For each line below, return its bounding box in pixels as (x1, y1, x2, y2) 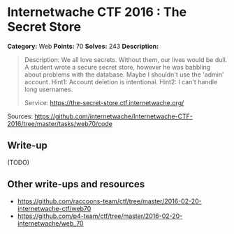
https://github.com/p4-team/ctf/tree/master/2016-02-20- (17, 212, 183, 220)
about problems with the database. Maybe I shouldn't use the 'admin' (24, 70, 225, 79)
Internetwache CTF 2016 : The (7, 4, 187, 20)
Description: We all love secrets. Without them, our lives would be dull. (24, 55, 228, 63)
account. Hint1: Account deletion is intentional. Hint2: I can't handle (24, 77, 218, 86)
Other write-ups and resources (7, 178, 145, 190)
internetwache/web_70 (17, 219, 84, 227)
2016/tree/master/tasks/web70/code (7, 119, 113, 127)
